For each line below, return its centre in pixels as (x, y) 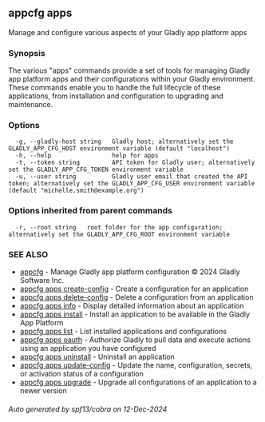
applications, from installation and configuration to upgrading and (116, 96)
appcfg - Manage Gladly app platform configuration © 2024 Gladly (130, 272)
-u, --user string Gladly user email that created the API (132, 177)
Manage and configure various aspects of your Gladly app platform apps (128, 32)
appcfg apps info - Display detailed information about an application (132, 306)
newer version (44, 390)
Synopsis (27, 53)
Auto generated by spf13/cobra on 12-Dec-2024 (88, 409)
